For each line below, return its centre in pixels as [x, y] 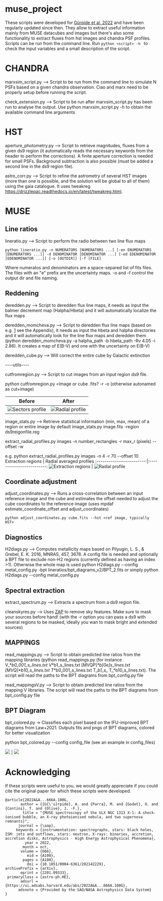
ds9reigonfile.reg [22, 432]
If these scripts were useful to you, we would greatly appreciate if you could [81, 785]
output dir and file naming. [32, 278]
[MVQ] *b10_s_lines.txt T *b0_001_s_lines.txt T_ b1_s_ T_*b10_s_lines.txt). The [81, 670]
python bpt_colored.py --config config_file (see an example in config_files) [80, 742]
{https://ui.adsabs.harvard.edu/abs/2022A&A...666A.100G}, [66, 885]
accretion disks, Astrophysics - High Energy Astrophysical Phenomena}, [81, 838]
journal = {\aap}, [37, 826]
